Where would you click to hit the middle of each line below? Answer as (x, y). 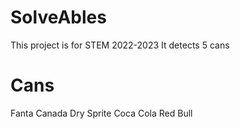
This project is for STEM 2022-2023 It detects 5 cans (120, 45)
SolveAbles (58, 17)
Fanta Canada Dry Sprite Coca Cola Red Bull (101, 113)
